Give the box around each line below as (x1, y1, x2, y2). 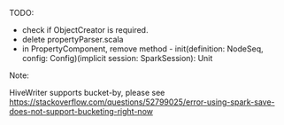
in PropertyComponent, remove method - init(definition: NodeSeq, (21, 43, 264, 54)
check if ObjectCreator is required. (21, 25, 149, 35)
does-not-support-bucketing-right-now (9, 106, 153, 116)
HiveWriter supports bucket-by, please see (9, 88, 165, 98)
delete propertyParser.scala (21, 35, 124, 44)
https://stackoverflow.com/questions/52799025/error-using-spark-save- (9, 97, 275, 107)
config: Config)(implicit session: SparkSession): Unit (21, 53, 213, 63)
